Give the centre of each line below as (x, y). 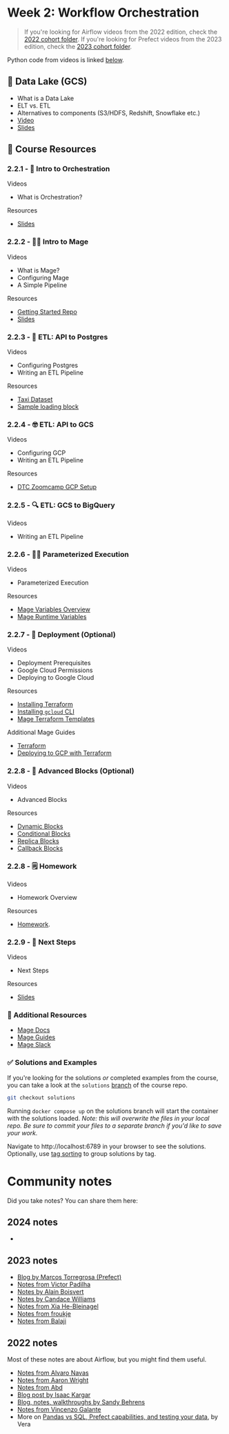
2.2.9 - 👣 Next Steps (42, 942)
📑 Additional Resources (47, 1015)
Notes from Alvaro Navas (53, 1373)
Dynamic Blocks (40, 826)
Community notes (60, 1181)
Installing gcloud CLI (46, 711)
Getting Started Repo (47, 311)
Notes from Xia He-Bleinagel (58, 1306)
